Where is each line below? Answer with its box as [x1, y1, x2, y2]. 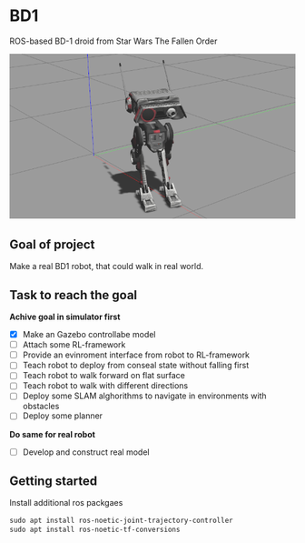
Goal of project [9, 236, 95, 252]
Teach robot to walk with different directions [22, 380, 189, 391]
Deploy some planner [22, 410, 103, 421]
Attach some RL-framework [22, 339, 126, 350]
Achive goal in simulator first [9, 311, 121, 323]
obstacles [22, 401, 60, 412]
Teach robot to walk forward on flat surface [22, 370, 186, 381]
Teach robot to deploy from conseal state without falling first [22, 360, 250, 371]
